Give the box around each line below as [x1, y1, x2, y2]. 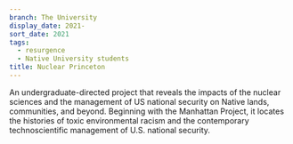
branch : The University [9, 12, 98, 22]
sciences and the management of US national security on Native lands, [9, 96, 270, 107]
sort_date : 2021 [9, 29, 69, 38]
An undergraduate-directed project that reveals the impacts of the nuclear [9, 86, 281, 98]
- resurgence [17, 46, 66, 55]
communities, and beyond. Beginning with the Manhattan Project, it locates [9, 106, 285, 116]
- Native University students [17, 54, 129, 63]
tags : [9, 37, 29, 47]
